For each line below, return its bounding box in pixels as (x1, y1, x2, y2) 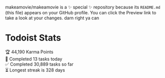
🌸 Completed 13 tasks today (5, 56, 63, 62)
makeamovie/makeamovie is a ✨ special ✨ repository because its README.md (5, 4, 161, 10)
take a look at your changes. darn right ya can (5, 15, 99, 21)
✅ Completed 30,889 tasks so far (5, 61, 74, 67)
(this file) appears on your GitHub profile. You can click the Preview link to (5, 10, 157, 15)
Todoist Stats (5, 32, 61, 43)
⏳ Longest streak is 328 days (5, 67, 66, 73)
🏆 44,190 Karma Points (5, 49, 54, 55)
